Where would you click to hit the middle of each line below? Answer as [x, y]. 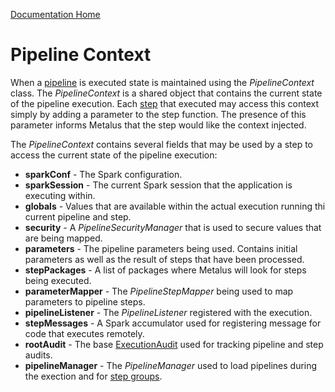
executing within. [60, 195]
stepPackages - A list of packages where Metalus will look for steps [165, 270]
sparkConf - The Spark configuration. [103, 174]
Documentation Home [55, 14]
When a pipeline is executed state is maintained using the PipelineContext [162, 82]
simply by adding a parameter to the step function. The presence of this [158, 114]
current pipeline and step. [78, 216]
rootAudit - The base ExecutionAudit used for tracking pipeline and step [174, 344]
